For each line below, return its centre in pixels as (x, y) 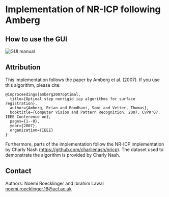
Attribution (23, 67)
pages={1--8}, (25, 121)
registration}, (21, 103)
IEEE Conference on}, (28, 117)
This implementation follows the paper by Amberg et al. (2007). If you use (83, 80)
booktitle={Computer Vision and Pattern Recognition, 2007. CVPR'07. (85, 112)
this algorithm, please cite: (33, 85)
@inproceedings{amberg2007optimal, (43, 94)
